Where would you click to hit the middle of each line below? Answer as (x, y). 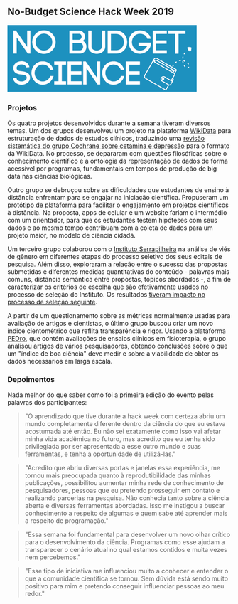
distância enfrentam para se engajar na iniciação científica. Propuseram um (118, 198)
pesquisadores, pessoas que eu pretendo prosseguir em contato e (122, 491)
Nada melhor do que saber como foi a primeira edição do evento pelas (111, 395)
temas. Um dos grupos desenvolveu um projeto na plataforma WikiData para (119, 131)
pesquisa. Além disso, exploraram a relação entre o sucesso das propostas (117, 264)
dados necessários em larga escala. (60, 361)
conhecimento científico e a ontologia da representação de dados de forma (118, 161)
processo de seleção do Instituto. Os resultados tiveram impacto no (107, 295)
